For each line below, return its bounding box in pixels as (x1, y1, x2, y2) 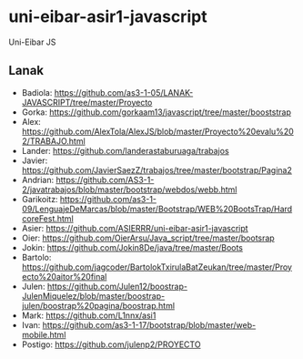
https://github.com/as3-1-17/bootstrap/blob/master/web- (42, 319, 257, 330)
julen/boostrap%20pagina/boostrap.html (21, 300, 175, 311)
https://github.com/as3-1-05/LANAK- (54, 87, 194, 97)
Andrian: (21, 174, 55, 185)
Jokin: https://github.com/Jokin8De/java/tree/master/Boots (21, 241, 243, 252)
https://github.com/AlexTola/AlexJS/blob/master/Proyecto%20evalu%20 (21, 126, 294, 137)
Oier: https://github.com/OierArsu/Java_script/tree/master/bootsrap (21, 232, 275, 243)
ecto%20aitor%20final (21, 271, 107, 282)
